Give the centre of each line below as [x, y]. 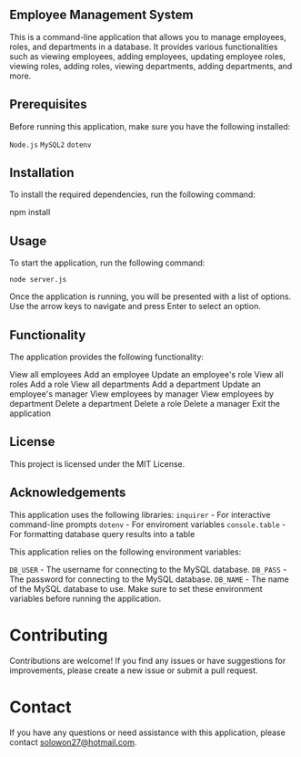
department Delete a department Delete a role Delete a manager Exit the [145, 404]
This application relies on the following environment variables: [125, 552]
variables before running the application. [85, 598]
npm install [30, 213]
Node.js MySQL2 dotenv [50, 145]
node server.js [38, 280]
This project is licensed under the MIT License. [97, 463]
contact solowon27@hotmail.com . [73, 741]
